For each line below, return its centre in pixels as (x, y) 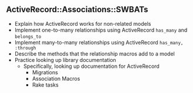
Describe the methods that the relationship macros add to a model (94, 54)
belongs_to (28, 37)
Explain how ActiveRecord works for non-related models (83, 23)
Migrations (45, 72)
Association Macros (56, 78)
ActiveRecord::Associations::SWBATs (77, 10)
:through (25, 48)
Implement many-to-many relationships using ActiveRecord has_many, (99, 42)
